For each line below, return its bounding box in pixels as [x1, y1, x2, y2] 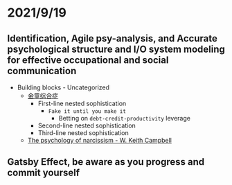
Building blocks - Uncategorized [17, 83, 109, 91]
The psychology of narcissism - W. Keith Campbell [27, 136, 172, 144]
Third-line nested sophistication [37, 129, 130, 136]
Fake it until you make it [48, 108, 127, 115]
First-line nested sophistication [37, 99, 127, 107]
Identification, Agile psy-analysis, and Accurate [7, 33, 218, 44]
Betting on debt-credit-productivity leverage [58, 114, 190, 122]
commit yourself [7, 167, 80, 179]
